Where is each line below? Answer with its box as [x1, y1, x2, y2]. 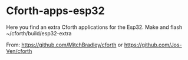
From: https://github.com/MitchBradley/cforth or [6, 41, 123, 48]
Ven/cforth [6, 47, 32, 54]
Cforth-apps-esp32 [6, 4, 105, 18]
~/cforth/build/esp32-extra [6, 29, 72, 36]
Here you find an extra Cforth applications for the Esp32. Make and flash [6, 24, 183, 31]
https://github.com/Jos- [124, 41, 182, 48]
